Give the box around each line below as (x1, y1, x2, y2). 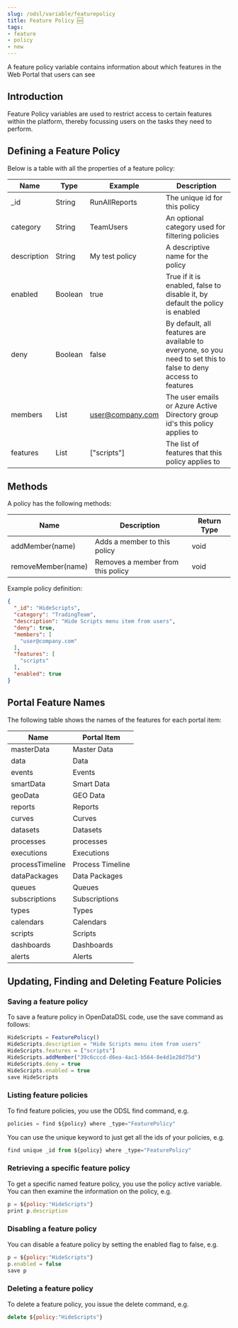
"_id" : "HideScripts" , (13, 605, 81, 612)
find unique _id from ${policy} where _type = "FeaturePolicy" (7, 1147, 192, 1154)
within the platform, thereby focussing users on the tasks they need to (7, 117, 212, 125)
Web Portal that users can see (7, 70, 96, 79)
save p (7, 1267, 27, 1274)
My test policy (89, 251, 137, 261)
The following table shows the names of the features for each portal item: (7, 715, 222, 724)
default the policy (165, 298, 224, 308)
